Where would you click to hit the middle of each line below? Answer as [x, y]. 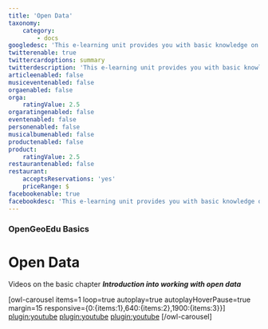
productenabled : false [46, 142]
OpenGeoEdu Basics [49, 229]
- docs [48, 38]
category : [39, 30]
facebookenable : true [44, 194]
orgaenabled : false [41, 90]
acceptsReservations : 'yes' [69, 179]
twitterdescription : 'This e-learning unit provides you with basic [124, 68]
